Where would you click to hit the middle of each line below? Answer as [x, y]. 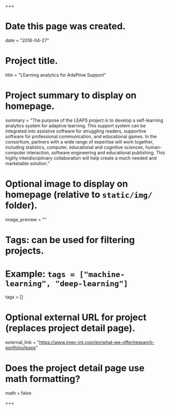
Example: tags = [40, 274]
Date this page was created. [65, 26]
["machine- [102, 275]
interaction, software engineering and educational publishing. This [96, 152]
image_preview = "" [26, 219]
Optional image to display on [67, 184]
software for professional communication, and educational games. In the [81, 136]
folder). [21, 206]
